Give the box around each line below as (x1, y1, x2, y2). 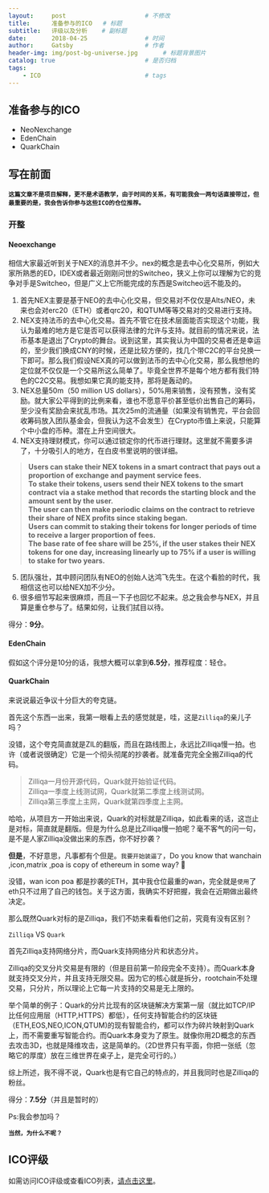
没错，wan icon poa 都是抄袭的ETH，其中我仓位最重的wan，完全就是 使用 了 (8, 876, 257, 886)
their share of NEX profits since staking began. (27, 513, 188, 523)
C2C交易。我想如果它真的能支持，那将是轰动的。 (34, 376, 197, 385)
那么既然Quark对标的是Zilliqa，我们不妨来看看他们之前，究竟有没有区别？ (8, 913, 252, 923)
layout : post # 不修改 (8, 11, 171, 20)
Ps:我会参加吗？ (8, 1111, 62, 1121)
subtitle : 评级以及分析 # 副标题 (8, 26, 127, 35)
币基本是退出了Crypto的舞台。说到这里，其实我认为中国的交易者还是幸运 (19, 336, 261, 345)
